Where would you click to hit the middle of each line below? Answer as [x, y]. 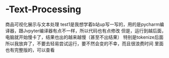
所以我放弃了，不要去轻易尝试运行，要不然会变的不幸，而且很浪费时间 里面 [84, 43]
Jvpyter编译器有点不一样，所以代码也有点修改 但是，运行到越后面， [94, 31]
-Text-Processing [43, 9]
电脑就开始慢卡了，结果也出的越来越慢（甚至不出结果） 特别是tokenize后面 [84, 37]
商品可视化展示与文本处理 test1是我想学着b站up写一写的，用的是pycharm [82, 24]
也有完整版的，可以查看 [30, 50]
